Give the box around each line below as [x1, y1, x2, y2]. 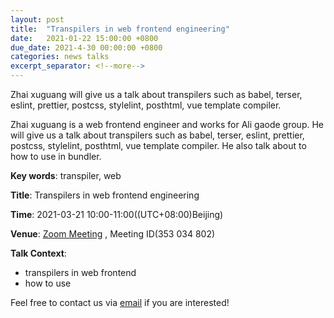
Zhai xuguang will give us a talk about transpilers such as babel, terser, [10, 89, 303, 100]
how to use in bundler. [10, 151, 102, 162]
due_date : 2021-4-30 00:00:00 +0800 [10, 42, 163, 53]
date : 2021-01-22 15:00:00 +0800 [10, 33, 159, 43]
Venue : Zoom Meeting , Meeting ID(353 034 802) [10, 228, 216, 240]
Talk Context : [10, 247, 67, 259]
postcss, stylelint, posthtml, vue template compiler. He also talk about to [10, 140, 307, 151]
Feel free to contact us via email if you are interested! [10, 297, 230, 308]
